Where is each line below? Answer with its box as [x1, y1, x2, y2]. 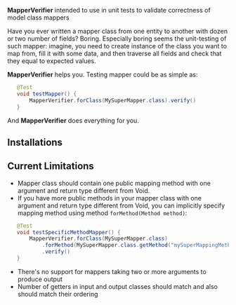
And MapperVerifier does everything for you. [7, 116, 139, 125]
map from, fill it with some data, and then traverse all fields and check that [7, 49, 222, 57]
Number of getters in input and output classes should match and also [17, 282, 218, 290]
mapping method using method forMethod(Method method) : [17, 208, 188, 217]
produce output [17, 275, 63, 283]
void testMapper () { [16, 90, 77, 97]
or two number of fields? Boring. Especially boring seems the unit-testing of [7, 34, 227, 43]
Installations [7, 136, 63, 148]
